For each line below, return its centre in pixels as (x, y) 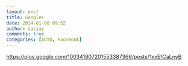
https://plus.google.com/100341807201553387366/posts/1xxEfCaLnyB (94, 57)
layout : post (23, 12)
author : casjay (25, 28)
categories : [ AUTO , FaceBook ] (44, 40)
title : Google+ (25, 17)
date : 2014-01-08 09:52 (36, 23)
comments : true (25, 34)
